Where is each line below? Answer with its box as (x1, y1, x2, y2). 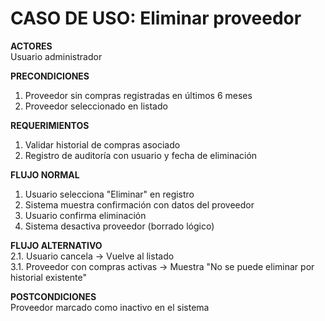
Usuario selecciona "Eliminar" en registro (24, 188, 195, 200)
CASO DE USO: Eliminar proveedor (10, 7, 302, 30)
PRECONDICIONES (10, 70, 90, 82)
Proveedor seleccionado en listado (24, 100, 168, 112)
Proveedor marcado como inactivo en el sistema (10, 301, 210, 313)
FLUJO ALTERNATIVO (10, 239, 103, 251)
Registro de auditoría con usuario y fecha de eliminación (24, 149, 258, 161)
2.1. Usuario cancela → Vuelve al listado (10, 250, 175, 262)
